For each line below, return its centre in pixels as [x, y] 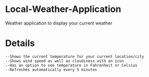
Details [20, 43]
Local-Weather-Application [63, 9]
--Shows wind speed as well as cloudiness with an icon [64, 61]
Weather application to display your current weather [59, 23]
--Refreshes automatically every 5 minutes [51, 69]
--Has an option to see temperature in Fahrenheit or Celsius [71, 65]
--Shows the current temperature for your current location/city [74, 56]
